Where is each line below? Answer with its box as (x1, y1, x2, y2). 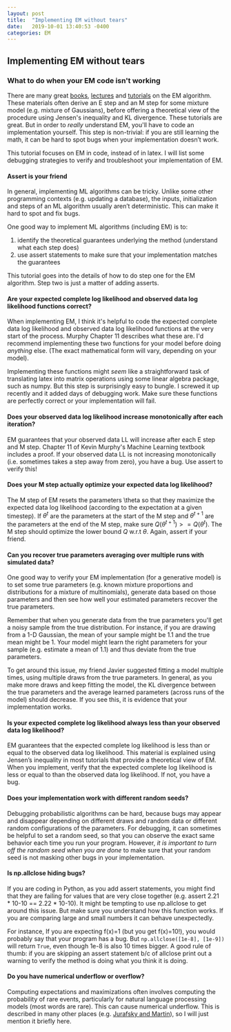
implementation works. (7, 703, 72, 711)
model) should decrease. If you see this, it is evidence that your (7, 696, 188, 704)
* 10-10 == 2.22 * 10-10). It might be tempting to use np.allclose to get (7, 899, 207, 907)
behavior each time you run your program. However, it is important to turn (7, 839, 217, 847)
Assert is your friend (7, 172, 68, 180)
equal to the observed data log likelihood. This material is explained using (7, 749, 216, 757)
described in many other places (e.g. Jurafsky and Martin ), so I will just (7, 1010, 209, 1018)
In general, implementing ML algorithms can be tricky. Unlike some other (7, 187, 214, 195)
